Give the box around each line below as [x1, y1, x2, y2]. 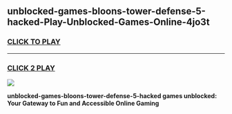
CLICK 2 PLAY [7, 63, 55, 73]
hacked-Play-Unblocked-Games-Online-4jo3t [7, 17, 210, 28]
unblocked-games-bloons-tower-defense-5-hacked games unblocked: [7, 91, 217, 99]
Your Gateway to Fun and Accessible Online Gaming [7, 99, 159, 107]
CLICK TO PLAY [7, 37, 61, 47]
